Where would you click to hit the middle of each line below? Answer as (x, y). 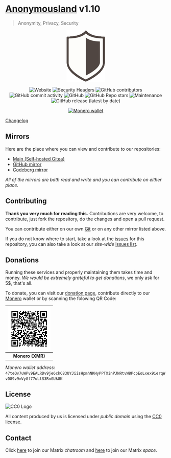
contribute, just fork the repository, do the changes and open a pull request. (85, 219)
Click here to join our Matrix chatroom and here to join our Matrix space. (81, 450)
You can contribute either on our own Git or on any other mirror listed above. (86, 228)
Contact (18, 438)
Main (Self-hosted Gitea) (39, 158)
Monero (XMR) (29, 356)
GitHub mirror (27, 164)
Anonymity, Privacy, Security (48, 23)
